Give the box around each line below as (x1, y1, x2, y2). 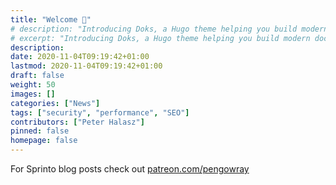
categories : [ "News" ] (10, 98, 101, 108)
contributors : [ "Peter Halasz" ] (10, 117, 145, 127)
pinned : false (10, 126, 70, 136)
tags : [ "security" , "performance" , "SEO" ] (10, 107, 190, 118)
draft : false (10, 71, 65, 81)
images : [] (10, 89, 56, 99)
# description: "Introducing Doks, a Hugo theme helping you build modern (10, 24, 329, 34)
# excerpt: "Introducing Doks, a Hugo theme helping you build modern (10, 33, 311, 43)
